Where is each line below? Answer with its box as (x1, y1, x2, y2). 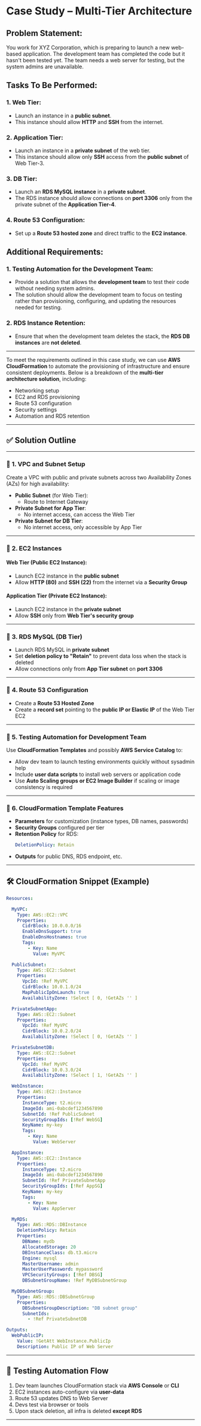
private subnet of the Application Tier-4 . (14, 201, 117, 208)
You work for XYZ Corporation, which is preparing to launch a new (6, 44, 170, 51)
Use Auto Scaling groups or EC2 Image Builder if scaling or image (14, 777, 180, 784)
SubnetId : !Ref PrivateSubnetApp (22, 1177, 106, 1184)
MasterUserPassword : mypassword (22, 1266, 103, 1273)
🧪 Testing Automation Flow (6, 1366, 109, 1376)
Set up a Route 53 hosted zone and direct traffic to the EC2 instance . (14, 229, 187, 237)
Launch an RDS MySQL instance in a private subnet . (14, 188, 147, 195)
